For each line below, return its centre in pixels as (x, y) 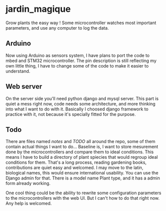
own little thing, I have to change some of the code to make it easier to (77, 66)
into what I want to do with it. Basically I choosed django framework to (77, 109)
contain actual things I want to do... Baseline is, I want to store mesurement (82, 147)
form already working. (28, 183)
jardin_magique (38, 9)
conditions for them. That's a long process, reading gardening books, (76, 162)
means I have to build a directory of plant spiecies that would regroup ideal (82, 157)
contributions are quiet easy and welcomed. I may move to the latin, (75, 168)
